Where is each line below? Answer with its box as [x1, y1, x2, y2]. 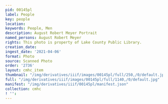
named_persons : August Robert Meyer [5, 35, 81, 40]
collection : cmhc [5, 86, 41, 91]
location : [5, 21, 26, 26]
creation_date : [5, 44, 37, 49]
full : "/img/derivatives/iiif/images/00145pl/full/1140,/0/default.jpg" [5, 77, 160, 82]
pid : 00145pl [5, 7, 32, 12]
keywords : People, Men [5, 26, 52, 31]
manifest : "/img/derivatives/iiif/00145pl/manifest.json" [5, 81, 128, 86]
